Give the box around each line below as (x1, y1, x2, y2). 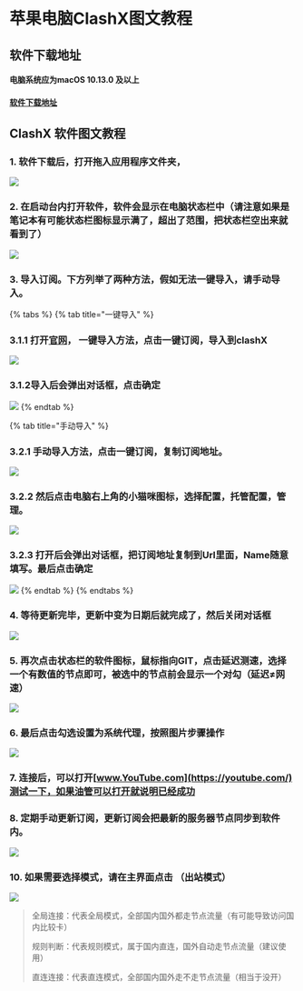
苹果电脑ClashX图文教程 (9, 8, 193, 29)
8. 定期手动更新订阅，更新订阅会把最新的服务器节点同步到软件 (9, 812, 281, 825)
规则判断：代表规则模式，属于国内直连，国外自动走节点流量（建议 (31, 940, 279, 951)
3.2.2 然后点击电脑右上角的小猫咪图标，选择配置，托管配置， (9, 490, 277, 503)
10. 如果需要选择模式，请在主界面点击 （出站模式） (9, 870, 231, 883)
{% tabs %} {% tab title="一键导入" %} (9, 309, 154, 320)
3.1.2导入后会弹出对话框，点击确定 (9, 379, 161, 392)
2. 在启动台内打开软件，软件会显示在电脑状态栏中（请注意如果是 (9, 201, 290, 214)
